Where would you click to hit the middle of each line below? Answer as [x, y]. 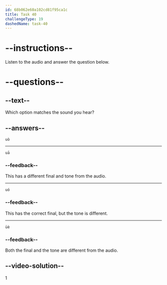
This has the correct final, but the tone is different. [56, 213]
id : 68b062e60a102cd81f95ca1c [37, 10]
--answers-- [25, 128]
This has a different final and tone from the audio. [56, 176]
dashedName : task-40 [27, 24]
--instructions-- [39, 48]
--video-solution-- [35, 266]
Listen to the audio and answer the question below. [57, 62]
